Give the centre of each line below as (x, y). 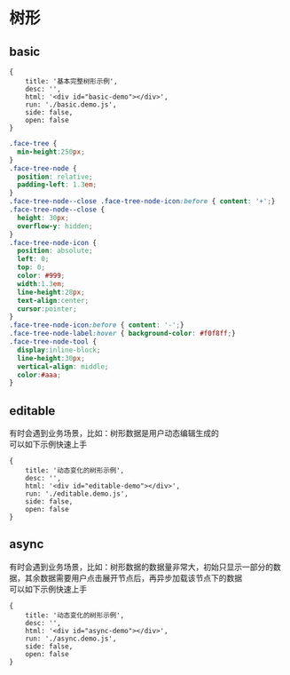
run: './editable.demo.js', (77, 494)
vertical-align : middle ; (63, 366)
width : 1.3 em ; (41, 284)
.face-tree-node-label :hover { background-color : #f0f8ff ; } (123, 334)
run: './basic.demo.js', (71, 105)
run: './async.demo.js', (71, 639)
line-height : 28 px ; (51, 292)
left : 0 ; (33, 259)
